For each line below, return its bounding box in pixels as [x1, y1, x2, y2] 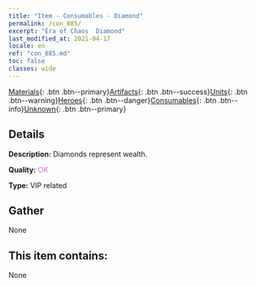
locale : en [8, 42, 46, 50]
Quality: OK [8, 164, 49, 174]
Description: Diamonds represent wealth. [8, 149, 148, 159]
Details [8, 127, 45, 142]
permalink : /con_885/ [8, 19, 82, 28]
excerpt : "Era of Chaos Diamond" [8, 27, 126, 35]
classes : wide [8, 65, 57, 73]
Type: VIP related [8, 180, 67, 190]
